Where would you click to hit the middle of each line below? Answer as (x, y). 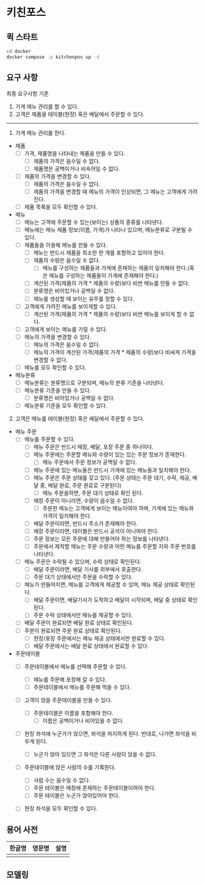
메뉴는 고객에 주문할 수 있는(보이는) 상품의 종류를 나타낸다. (94, 222)
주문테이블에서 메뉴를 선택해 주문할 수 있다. (76, 666)
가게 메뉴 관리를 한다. (40, 132)
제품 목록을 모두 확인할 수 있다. (61, 207)
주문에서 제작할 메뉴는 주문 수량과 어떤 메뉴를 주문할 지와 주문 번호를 (115, 546)
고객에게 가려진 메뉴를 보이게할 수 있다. (71, 306)
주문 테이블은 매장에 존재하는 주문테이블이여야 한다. (95, 788)
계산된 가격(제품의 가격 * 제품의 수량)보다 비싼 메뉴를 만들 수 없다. (111, 283)
